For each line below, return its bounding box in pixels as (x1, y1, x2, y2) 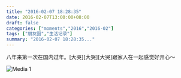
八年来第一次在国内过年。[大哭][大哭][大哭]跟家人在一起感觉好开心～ (6, 54, 176, 60)
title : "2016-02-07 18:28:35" (6, 8, 82, 15)
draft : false (6, 20, 39, 26)
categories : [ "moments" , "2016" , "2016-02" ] (6, 25, 114, 32)
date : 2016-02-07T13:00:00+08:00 (6, 14, 90, 20)
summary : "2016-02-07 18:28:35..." (6, 36, 95, 42)
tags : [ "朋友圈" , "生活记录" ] (6, 31, 73, 37)
